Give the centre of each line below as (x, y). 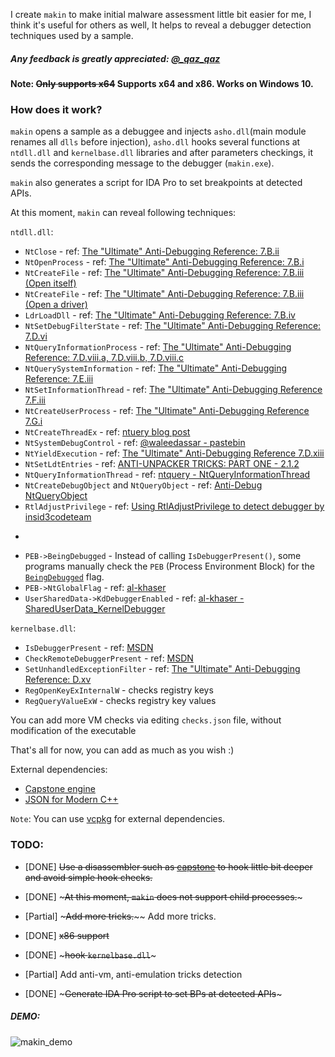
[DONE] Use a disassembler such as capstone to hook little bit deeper (168, 866)
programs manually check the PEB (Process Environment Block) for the (169, 566)
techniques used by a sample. (72, 35)
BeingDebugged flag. (64, 577)
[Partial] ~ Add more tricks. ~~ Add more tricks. (120, 916)
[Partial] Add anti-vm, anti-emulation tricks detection (133, 974)
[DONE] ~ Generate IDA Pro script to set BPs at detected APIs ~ (153, 993)
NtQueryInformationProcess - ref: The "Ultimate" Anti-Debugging (158, 347)
